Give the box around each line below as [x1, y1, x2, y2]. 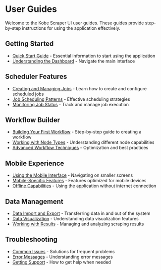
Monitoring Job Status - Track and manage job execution [12, 101, 129, 107]
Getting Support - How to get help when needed [12, 259, 111, 265]
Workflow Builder [5, 116, 60, 124]
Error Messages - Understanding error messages [12, 254, 113, 260]
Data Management [5, 197, 63, 205]
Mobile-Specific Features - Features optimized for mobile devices [12, 178, 147, 184]
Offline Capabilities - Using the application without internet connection [12, 183, 157, 189]
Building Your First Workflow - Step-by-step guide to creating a [12, 129, 142, 135]
